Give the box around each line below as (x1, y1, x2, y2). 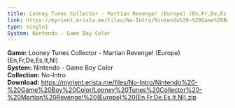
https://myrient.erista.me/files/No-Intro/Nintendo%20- (41, 78, 198, 87)
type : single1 (7, 23, 49, 30)
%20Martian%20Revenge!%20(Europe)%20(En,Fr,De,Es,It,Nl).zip (7, 93, 197, 102)
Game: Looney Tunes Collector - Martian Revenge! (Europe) (7, 49, 180, 57)
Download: (7, 78, 40, 87)
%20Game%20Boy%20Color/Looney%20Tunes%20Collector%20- (7, 86, 203, 94)
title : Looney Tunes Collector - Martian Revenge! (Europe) (7, 10, 187, 17)
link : (7, 17, 23, 24)
